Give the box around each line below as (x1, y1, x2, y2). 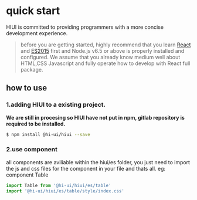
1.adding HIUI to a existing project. (6, 101, 106, 109)
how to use (6, 83, 47, 93)
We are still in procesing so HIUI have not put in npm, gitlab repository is (6, 114, 185, 121)
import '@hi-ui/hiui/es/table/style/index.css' (6, 188, 125, 194)
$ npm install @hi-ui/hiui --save (6, 131, 91, 137)
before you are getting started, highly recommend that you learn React (20, 41, 191, 48)
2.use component (6, 145, 57, 154)
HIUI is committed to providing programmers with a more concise (6, 23, 164, 30)
